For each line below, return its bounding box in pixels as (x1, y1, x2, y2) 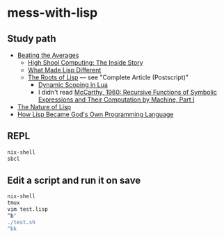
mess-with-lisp (7, 5, 98, 21)
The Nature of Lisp (17, 103, 72, 111)
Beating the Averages (17, 51, 79, 59)
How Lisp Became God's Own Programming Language (17, 110, 174, 118)
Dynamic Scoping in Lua (38, 81, 108, 88)
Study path (7, 33, 57, 45)
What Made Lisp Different (27, 66, 102, 74)
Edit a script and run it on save (7, 174, 141, 186)
